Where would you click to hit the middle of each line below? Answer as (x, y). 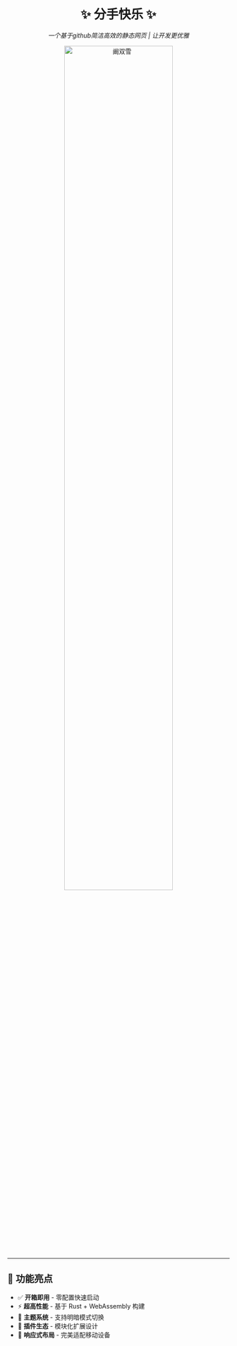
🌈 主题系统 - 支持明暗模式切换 (61, 1317)
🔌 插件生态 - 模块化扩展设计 (58, 1325)
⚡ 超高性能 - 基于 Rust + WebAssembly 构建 (81, 1306)
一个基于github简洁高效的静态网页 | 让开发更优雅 (119, 35)
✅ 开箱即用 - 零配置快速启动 (58, 1297)
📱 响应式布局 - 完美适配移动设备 (64, 1335)
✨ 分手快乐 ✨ (119, 14)
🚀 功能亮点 (30, 1279)
